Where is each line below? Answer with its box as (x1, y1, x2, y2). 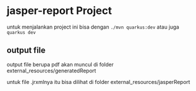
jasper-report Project (6, 4, 112, 17)
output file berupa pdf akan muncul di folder (6, 61, 114, 68)
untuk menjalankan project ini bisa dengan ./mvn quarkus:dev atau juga (6, 23, 180, 30)
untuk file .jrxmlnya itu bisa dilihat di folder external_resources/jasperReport (6, 78, 191, 85)
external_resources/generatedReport (6, 67, 97, 74)
